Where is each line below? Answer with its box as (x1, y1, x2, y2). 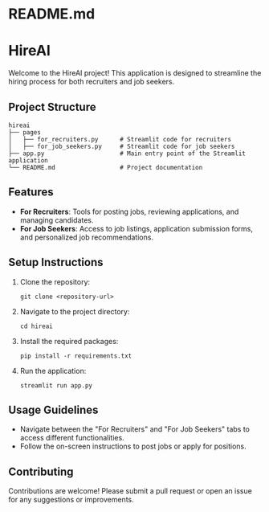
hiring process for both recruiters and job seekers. (8, 77, 175, 87)
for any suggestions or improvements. (8, 495, 134, 505)
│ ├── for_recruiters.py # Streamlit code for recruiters (8, 135, 231, 143)
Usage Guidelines (8, 403, 99, 416)
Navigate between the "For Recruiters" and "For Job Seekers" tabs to (19, 424, 251, 434)
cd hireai (19, 322, 54, 330)
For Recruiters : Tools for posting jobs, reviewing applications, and (19, 207, 239, 216)
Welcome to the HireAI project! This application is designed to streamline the (8, 68, 262, 78)
